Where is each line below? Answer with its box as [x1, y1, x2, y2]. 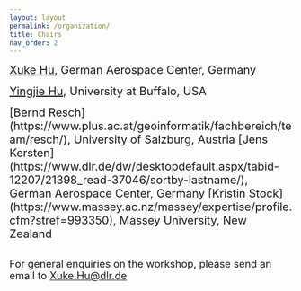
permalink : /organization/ [9, 22, 111, 31]
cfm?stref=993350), [9, 213, 117, 228]
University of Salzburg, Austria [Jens [73, 132, 269, 147]
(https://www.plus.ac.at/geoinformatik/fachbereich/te [9, 119, 292, 134]
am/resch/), [9, 132, 71, 147]
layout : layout [9, 13, 66, 22]
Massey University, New [119, 213, 247, 228]
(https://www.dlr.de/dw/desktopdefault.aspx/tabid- [9, 159, 280, 174]
